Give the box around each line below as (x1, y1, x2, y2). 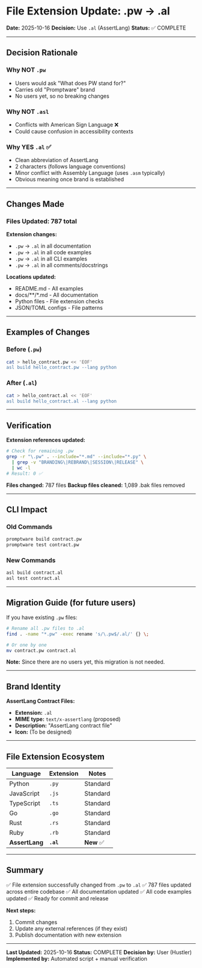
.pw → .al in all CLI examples (14, 255, 88, 262)
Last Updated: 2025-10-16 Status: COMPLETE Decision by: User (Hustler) (6, 948, 192, 956)
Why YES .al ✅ (6, 143, 52, 151)
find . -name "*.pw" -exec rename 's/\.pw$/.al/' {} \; (6, 631, 149, 637)
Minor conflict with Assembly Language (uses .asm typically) (14, 169, 165, 177)
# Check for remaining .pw (6, 448, 74, 454)
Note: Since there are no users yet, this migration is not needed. (6, 658, 165, 665)
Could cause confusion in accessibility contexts (14, 128, 133, 135)
